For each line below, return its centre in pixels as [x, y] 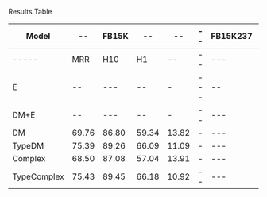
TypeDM [28, 146]
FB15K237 [232, 36]
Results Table [30, 12]
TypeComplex [39, 176]
